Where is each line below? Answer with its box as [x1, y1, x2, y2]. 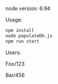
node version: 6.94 [5, 5, 50, 12]
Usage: [5, 16, 23, 23]
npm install [5, 27, 34, 33]
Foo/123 [5, 60, 25, 67]
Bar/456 [5, 71, 25, 78]
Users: [5, 49, 21, 56]
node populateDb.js [5, 33, 53, 38]
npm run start [5, 38, 40, 44]
